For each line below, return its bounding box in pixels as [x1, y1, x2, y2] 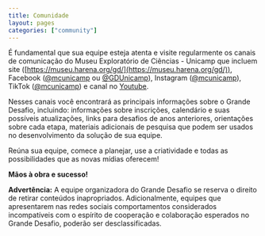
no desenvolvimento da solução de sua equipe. [8, 131, 163, 140]
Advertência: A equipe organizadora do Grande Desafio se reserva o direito [8, 185, 258, 195]
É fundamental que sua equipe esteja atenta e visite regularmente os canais [8, 48, 256, 58]
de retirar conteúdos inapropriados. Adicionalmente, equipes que [8, 193, 221, 203]
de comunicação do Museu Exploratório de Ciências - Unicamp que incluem [8, 56, 258, 66]
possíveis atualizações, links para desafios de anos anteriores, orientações [8, 114, 254, 124]
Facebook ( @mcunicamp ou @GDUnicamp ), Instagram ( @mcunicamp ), [8, 73, 242, 83]
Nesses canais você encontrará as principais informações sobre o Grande [8, 97, 252, 107]
